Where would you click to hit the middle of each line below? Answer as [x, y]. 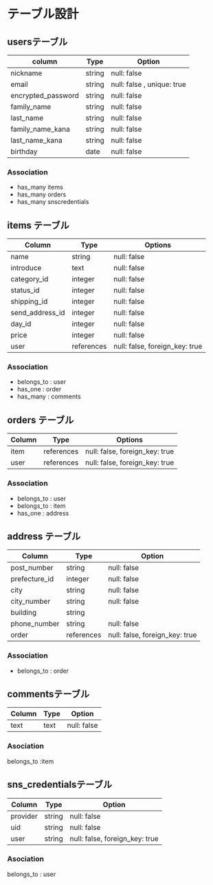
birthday [24, 151]
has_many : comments [49, 396]
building [23, 613]
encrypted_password [45, 95]
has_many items [40, 187]
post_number [32, 568]
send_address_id [38, 313]
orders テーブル [41, 420]
